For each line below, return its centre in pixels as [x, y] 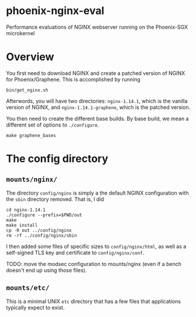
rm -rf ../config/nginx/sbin [42, 236]
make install [22, 225]
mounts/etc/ [28, 288]
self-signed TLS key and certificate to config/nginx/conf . [75, 253]
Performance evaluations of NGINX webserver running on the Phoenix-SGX [97, 27]
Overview [30, 57]
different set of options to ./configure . [53, 125]
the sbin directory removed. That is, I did [55, 199]
